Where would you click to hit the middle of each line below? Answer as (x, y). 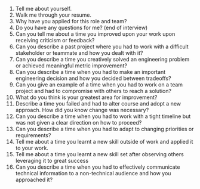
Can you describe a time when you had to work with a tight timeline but (103, 116)
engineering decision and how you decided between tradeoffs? (93, 78)
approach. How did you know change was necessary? (82, 110)
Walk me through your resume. (53, 15)
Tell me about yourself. (44, 9)
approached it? (34, 179)
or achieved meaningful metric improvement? (71, 66)
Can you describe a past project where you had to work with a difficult (102, 47)
